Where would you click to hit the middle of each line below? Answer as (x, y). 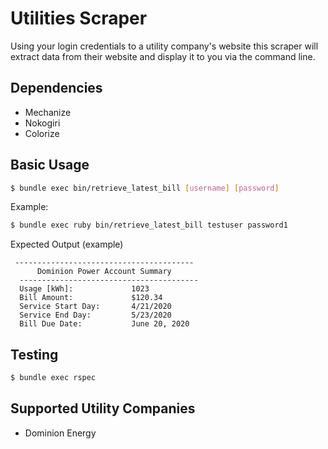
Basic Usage (50, 165)
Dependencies (56, 88)
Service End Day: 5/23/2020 (95, 315)
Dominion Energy (60, 433)
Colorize (42, 133)
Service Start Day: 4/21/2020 (95, 307)
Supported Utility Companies (103, 408)
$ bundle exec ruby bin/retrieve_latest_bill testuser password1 (149, 225)
